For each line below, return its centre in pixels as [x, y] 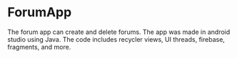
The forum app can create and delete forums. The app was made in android [119, 32]
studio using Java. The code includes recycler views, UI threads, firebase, [116, 39]
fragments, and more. [39, 47]
